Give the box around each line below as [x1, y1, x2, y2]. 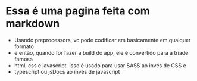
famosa [14, 55, 33, 63]
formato [14, 43, 34, 50]
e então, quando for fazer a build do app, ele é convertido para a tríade [14, 49, 189, 56]
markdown [5, 17, 60, 30]
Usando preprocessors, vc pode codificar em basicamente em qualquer [14, 36, 191, 43]
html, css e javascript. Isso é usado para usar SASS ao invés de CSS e [14, 61, 187, 69]
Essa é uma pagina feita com [5, 4, 150, 18]
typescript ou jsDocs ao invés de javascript [14, 68, 120, 75]
